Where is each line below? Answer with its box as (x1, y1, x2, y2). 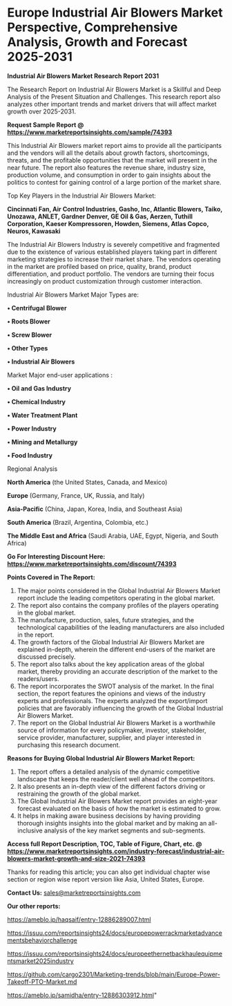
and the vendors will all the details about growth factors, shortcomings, (7, 149, 209, 157)
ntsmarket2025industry (7, 956, 74, 965)
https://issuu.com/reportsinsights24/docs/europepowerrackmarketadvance (7, 929, 222, 937)
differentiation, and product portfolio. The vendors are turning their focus (7, 270, 215, 278)
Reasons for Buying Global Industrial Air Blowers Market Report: (7, 754, 195, 762)
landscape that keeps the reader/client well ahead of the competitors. (17, 774, 215, 783)
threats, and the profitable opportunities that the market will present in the (7, 156, 217, 164)
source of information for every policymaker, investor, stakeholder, (17, 726, 206, 734)
